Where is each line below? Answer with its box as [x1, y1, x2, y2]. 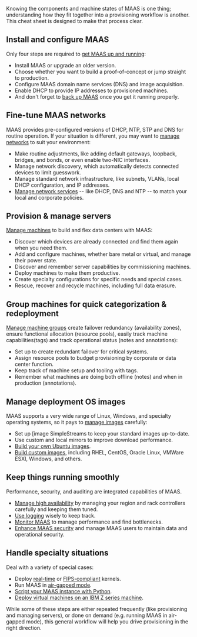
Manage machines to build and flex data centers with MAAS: [6, 227, 153, 234]
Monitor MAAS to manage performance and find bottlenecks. [14, 518, 163, 525]
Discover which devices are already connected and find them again [14, 238, 178, 245]
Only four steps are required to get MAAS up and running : [6, 50, 146, 57]
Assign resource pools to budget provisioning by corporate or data [14, 355, 176, 362]
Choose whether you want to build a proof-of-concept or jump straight [14, 68, 186, 75]
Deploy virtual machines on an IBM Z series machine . [14, 594, 144, 601]
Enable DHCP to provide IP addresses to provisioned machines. [14, 87, 169, 94]
